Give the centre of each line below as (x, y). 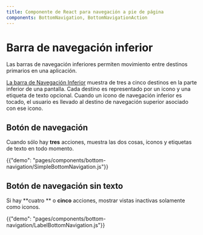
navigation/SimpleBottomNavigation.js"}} (58, 167)
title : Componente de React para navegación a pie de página (85, 12)
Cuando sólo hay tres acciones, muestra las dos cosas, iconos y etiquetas (99, 142)
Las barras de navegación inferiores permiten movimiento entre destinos (97, 64)
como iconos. (23, 207)
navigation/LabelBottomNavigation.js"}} (56, 225)
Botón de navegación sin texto (65, 186)
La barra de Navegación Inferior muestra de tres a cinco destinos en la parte (101, 83)
